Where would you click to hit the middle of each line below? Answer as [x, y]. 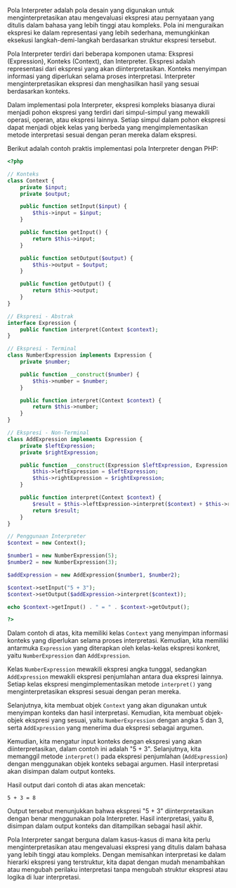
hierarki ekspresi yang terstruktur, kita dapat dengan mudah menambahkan [116, 862]
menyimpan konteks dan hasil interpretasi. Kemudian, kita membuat [105, 713]
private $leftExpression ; [58, 446]
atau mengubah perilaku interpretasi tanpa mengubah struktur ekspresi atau [118, 870]
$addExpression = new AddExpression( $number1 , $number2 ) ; [94, 575]
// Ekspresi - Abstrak [40, 316]
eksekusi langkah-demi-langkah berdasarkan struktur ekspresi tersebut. [112, 40]
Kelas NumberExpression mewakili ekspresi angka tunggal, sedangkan [107, 670]
